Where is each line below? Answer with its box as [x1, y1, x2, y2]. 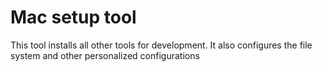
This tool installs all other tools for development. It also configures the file [10, 39, 313, 51]
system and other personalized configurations [10, 49, 200, 61]
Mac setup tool [10, 6, 137, 29]
